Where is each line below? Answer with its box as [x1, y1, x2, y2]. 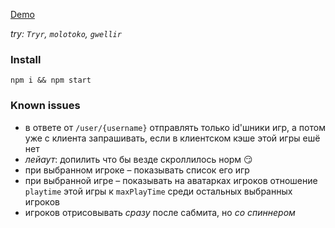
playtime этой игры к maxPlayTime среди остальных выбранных [24, 185, 293, 197]
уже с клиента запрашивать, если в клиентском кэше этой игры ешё [24, 132, 321, 144]
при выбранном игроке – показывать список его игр [24, 164, 250, 176]
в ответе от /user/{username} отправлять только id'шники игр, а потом [24, 121, 326, 133]
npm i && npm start [10, 75, 92, 86]
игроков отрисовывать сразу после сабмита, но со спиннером [24, 206, 296, 218]
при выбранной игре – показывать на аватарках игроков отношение [24, 174, 318, 186]
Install [10, 52, 42, 66]
